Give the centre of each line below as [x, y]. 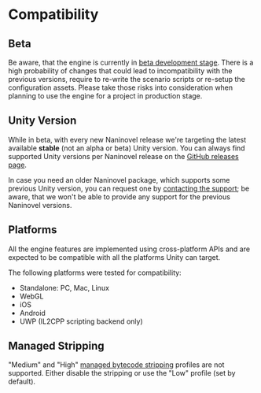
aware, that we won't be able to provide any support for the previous [119, 196]
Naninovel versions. [40, 205]
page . [18, 165]
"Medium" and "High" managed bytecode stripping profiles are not [116, 365]
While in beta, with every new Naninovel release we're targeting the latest [127, 139]
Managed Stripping [56, 346]
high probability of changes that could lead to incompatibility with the [121, 71]
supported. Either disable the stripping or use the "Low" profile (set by [122, 373]
